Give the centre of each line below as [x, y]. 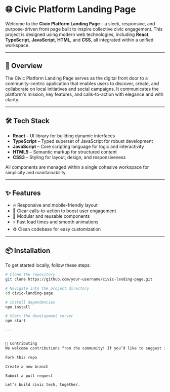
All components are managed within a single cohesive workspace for [77, 167]
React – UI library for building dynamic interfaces [64, 136]
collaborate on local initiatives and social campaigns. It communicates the [82, 89]
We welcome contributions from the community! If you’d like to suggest [83, 348]
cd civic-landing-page [29, 293]
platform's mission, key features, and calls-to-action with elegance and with [84, 94]
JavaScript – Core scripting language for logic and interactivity [78, 146]
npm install [18, 307]
